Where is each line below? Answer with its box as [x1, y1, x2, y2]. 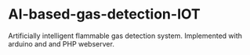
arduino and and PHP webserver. [8, 39, 115, 48]
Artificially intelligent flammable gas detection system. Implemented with [8, 31, 243, 40]
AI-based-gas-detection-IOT [8, 5, 201, 23]
